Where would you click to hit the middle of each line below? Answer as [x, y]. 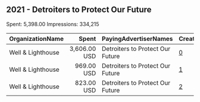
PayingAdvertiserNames [137, 39]
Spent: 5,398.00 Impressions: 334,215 [53, 24]
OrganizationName [37, 39]
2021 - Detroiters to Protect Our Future [79, 10]
